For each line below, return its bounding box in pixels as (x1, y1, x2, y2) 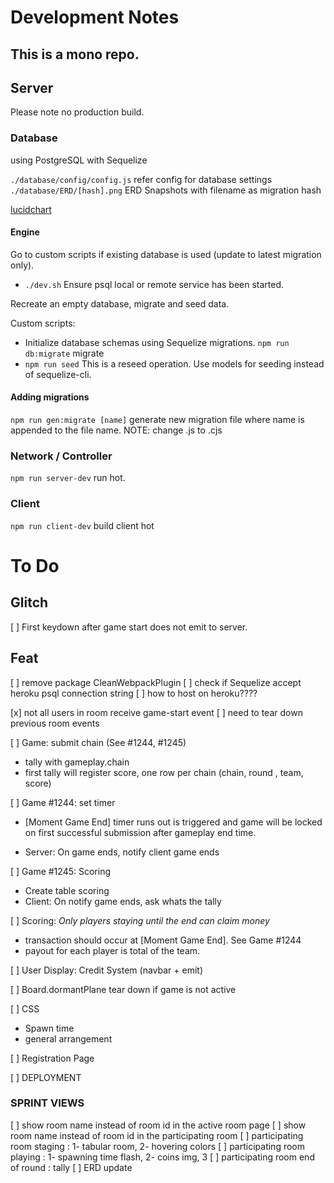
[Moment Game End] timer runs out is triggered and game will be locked (24, 816, 323, 828)
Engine (10, 226, 40, 238)
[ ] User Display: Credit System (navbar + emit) (10, 964, 204, 976)
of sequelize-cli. (24, 368, 92, 380)
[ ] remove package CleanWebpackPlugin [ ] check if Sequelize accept (10, 676, 302, 688)
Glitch (10, 594, 49, 611)
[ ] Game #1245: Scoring (10, 865, 111, 877)
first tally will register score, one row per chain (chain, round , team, (24, 766, 304, 778)
